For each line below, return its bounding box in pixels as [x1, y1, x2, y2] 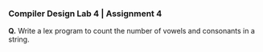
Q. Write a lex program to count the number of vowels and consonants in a [8, 26, 256, 36]
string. [8, 34, 30, 44]
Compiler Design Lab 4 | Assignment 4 [8, 8, 162, 19]
